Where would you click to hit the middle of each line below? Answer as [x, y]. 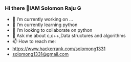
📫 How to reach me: [34, 42]
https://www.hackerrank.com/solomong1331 [59, 49]
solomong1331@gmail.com [40, 54]
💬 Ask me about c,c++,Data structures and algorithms [69, 36]
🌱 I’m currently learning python [45, 25]
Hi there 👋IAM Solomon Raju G [43, 8]
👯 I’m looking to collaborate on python [52, 30]
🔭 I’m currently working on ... [42, 19]
